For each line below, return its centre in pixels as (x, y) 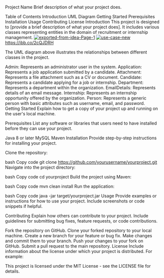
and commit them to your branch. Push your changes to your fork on (74, 241)
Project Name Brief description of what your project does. (63, 7)
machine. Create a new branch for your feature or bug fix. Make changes (79, 236)
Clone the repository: (26, 152)
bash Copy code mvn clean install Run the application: (60, 186)
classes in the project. (27, 57)
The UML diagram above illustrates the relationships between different (76, 52)
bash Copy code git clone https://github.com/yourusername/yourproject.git (81, 162)
